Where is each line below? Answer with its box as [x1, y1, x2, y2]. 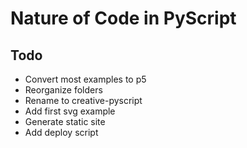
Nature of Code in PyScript [10, 7, 237, 30]
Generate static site [24, 116, 106, 127]
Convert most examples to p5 [24, 73, 147, 85]
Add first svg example [24, 105, 116, 117]
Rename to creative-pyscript [24, 95, 143, 106]
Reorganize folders [24, 84, 103, 96]
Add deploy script [24, 127, 99, 138]
